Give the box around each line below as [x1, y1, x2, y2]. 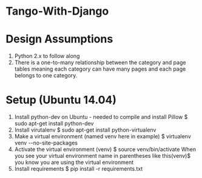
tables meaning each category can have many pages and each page [14, 65, 186, 73]
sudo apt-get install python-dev [14, 120, 94, 127]
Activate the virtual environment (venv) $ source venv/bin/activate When [14, 146, 197, 153]
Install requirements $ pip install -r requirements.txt [14, 165, 143, 173]
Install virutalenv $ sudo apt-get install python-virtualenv [14, 126, 157, 133]
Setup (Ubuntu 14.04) [5, 93, 116, 107]
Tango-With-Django [5, 4, 109, 18]
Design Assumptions [5, 32, 113, 46]
